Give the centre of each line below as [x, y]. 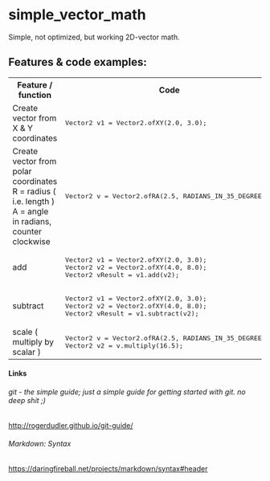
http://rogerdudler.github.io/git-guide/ [71, 425]
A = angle [31, 211]
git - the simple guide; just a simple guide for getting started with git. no [127, 392]
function [35, 95]
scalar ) [27, 352]
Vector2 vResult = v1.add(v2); [123, 275]
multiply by [33, 341]
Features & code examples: [78, 62]
